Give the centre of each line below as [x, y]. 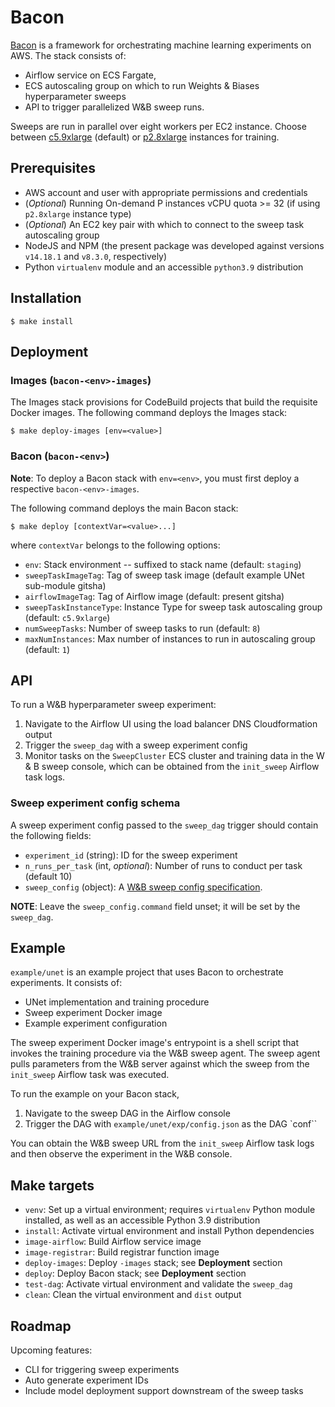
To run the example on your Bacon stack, [95, 1094]
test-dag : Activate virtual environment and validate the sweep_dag [158, 1284]
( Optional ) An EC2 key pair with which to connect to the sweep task [164, 224]
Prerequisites [53, 168]
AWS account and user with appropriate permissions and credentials [166, 192]
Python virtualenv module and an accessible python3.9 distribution [164, 267]
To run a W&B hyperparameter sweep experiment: [113, 705]
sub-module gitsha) [65, 585]
